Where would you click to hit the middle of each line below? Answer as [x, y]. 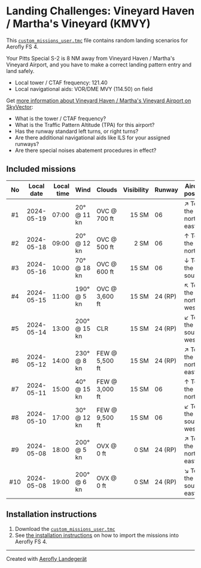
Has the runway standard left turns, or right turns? [77, 131]
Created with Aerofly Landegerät [47, 558]
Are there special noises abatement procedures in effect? [86, 150]
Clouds [107, 190]
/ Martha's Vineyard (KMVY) [78, 24]
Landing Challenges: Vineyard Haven [100, 11]
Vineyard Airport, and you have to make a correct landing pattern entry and [99, 65]
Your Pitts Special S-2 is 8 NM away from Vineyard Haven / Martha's [91, 58]
